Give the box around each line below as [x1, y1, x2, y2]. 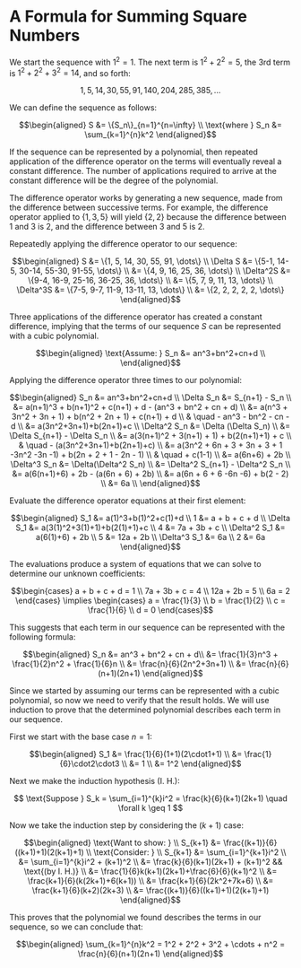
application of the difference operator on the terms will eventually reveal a [9, 156, 282, 167]
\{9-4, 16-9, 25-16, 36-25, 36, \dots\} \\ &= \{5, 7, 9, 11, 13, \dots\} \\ [28, 275, 273, 286]
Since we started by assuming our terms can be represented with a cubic [9, 685, 280, 696]
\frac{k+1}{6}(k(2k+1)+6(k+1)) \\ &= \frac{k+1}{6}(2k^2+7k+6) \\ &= [27, 876, 274, 886]
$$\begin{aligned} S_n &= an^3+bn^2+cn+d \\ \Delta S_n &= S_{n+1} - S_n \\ [9, 392, 292, 403]
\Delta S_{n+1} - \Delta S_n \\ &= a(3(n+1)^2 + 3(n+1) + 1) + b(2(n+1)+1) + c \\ [9, 431, 292, 441]
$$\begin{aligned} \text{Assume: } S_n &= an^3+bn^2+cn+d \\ [35, 348, 266, 359]
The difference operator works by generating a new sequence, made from [9, 193, 284, 204]
